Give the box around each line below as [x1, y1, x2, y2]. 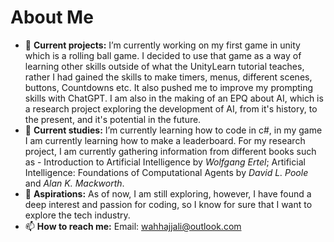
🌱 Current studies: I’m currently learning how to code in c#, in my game [24, 124, 323, 136]
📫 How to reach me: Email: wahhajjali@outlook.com [24, 220, 242, 232]
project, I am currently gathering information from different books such [24, 145, 317, 157]
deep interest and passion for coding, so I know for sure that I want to [24, 198, 313, 210]
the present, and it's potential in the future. [24, 113, 202, 125]
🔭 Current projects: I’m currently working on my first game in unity [24, 39, 301, 51]
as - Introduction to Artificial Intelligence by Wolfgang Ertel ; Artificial [24, 156, 306, 168]
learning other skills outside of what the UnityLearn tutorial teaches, [24, 60, 305, 72]
